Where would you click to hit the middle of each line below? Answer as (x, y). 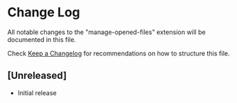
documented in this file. (42, 39)
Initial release (37, 92)
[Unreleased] (37, 76)
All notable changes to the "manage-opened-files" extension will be (106, 32)
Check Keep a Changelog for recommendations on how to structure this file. (119, 53)
